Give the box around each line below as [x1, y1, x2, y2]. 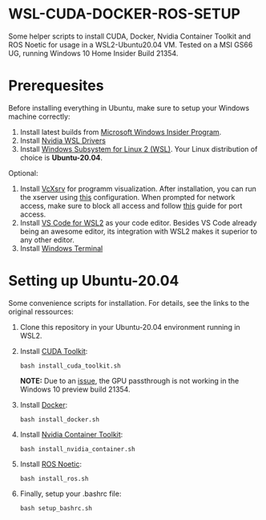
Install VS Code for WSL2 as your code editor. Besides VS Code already [19, 217, 257, 227]
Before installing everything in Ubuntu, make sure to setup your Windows [8, 103, 250, 112]
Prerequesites [8, 77, 104, 95]
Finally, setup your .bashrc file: [19, 489, 122, 498]
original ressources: [8, 307, 74, 316]
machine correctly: [8, 112, 71, 121]
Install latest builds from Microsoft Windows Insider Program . [19, 127, 222, 136]
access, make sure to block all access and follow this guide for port [19, 201, 243, 210]
